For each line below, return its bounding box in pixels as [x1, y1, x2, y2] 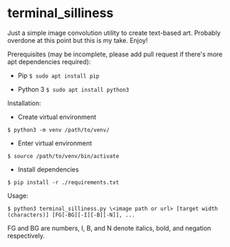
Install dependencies [17, 165, 80, 174]
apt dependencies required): [7, 57, 91, 65]
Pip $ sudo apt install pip [17, 71, 100, 80]
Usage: [7, 191, 28, 200]
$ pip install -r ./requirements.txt [7, 179, 120, 186]
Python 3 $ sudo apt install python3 [17, 85, 130, 93]
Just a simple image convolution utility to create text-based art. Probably [7, 28, 221, 37]
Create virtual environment [17, 112, 97, 121]
